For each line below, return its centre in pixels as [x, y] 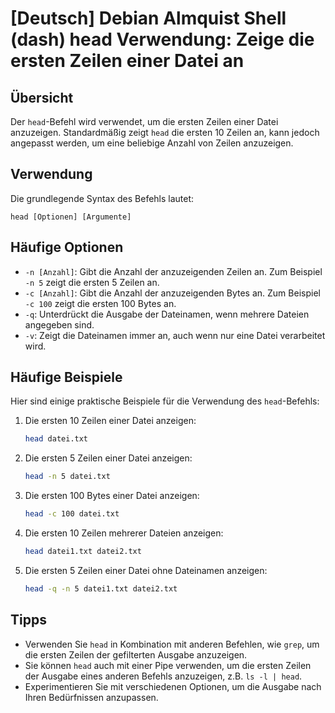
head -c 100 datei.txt [72, 514]
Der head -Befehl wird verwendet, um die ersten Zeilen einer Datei [144, 121]
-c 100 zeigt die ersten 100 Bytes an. [100, 303]
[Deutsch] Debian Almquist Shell [148, 18]
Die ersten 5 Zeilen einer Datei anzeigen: [108, 458]
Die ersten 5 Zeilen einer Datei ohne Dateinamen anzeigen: [146, 570]
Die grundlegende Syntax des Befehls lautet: [102, 198]
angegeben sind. [59, 324]
